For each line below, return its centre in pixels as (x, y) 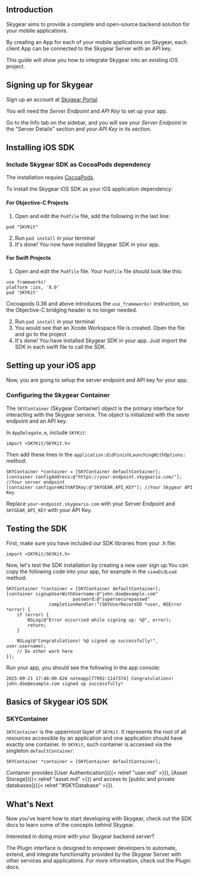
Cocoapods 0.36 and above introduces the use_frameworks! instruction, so (98, 303)
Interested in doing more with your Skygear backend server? (80, 836)
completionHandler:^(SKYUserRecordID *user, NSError (115, 604)
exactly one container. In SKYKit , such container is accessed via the (89, 744)
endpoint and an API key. (37, 421)
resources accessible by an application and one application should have (95, 738)
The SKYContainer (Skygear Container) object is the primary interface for (95, 408)
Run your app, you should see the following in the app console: (83, 668)
